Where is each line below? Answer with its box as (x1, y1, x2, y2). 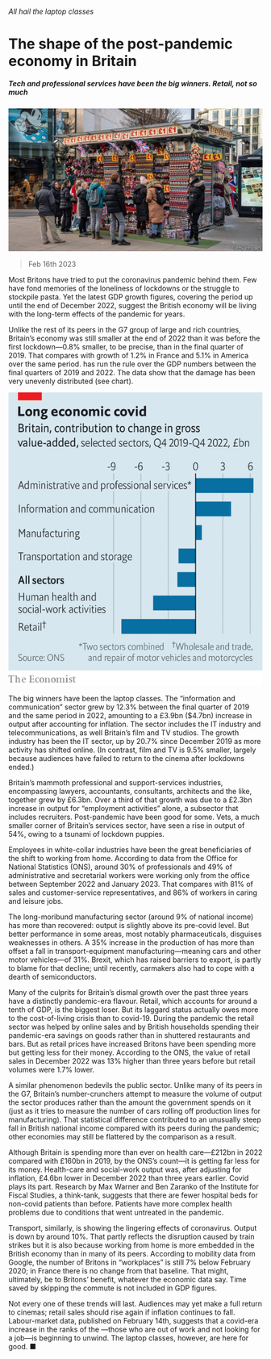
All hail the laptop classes (8, 6, 94, 16)
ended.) (8, 763, 35, 772)
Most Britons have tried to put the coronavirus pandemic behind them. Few (8, 275, 257, 285)
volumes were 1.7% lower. (8, 1065, 95, 1075)
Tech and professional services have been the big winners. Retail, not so (8, 79, 258, 89)
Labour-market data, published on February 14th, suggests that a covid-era (8, 1316, 259, 1326)
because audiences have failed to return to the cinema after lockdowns (8, 754, 244, 763)
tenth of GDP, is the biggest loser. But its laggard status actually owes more (8, 1005, 259, 1014)
